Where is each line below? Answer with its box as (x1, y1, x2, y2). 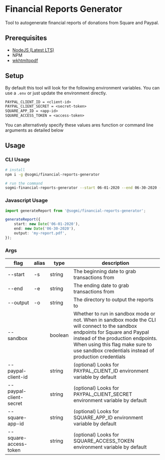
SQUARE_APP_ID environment (73, 414, 143, 421)
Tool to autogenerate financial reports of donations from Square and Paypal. (5, 20, 159, 26)
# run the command (5, 181, 43, 186)
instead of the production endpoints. (73, 335, 158, 342)
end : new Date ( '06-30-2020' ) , (14, 226, 76, 231)
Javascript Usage (5, 197, 48, 204)
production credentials (73, 353, 126, 360)
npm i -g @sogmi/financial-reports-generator (5, 172, 100, 177)
